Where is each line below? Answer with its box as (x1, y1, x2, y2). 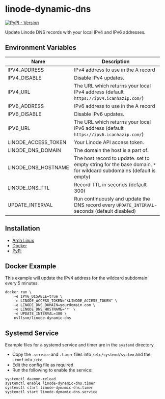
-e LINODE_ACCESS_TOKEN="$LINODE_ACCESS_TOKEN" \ (14, 298, 118, 303)
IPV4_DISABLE (7, 74, 42, 81)
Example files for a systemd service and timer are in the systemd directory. (5, 342, 155, 348)
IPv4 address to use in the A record (74, 66, 156, 73)
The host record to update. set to (74, 155, 150, 162)
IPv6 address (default (74, 124, 124, 131)
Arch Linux (12, 237, 34, 243)
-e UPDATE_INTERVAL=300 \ (14, 311, 67, 316)
